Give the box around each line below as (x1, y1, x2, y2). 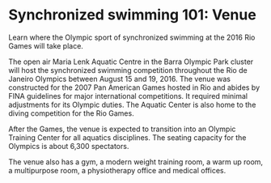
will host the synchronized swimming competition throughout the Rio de (8, 65, 248, 74)
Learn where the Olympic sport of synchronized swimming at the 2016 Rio (8, 32, 256, 42)
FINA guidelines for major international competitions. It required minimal (8, 91, 248, 100)
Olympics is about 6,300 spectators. (8, 141, 129, 151)
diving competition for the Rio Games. (8, 108, 135, 118)
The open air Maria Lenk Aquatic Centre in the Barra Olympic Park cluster (8, 57, 254, 66)
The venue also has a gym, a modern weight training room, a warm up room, (8, 156, 264, 167)
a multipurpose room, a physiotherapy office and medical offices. (8, 165, 227, 175)
